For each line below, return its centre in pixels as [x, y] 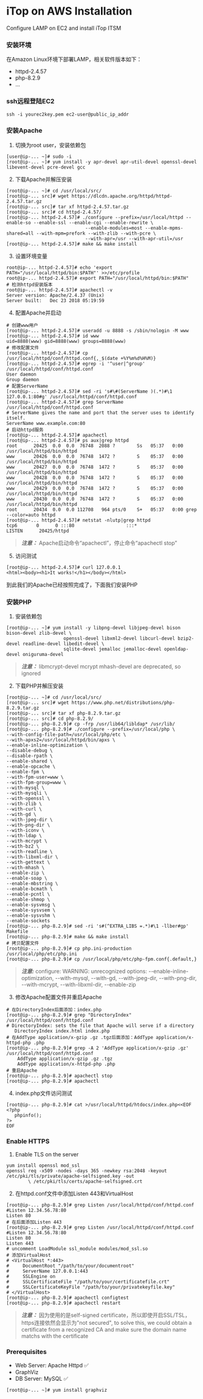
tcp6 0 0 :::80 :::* [72, 525]
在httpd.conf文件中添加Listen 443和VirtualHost [74, 1193]
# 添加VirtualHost [29, 1256]
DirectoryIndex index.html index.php [62, 1031]
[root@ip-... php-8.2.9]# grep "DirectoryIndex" [69, 1015]
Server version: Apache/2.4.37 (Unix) [55, 295]
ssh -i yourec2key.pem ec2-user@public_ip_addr [68, 114]
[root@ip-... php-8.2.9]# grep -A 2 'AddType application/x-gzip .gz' [98, 1048]
